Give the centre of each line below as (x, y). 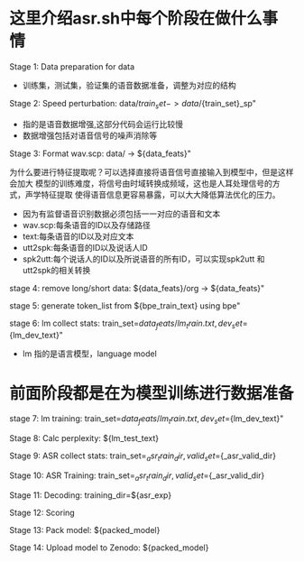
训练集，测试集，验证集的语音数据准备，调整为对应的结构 (129, 85)
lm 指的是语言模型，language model (90, 354)
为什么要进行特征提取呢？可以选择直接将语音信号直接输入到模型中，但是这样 (152, 171)
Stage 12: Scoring (42, 512)
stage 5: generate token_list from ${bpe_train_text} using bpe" (125, 305)
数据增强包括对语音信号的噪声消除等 (90, 135)
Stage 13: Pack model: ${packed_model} (85, 530)
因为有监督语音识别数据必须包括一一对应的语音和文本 (121, 214)
